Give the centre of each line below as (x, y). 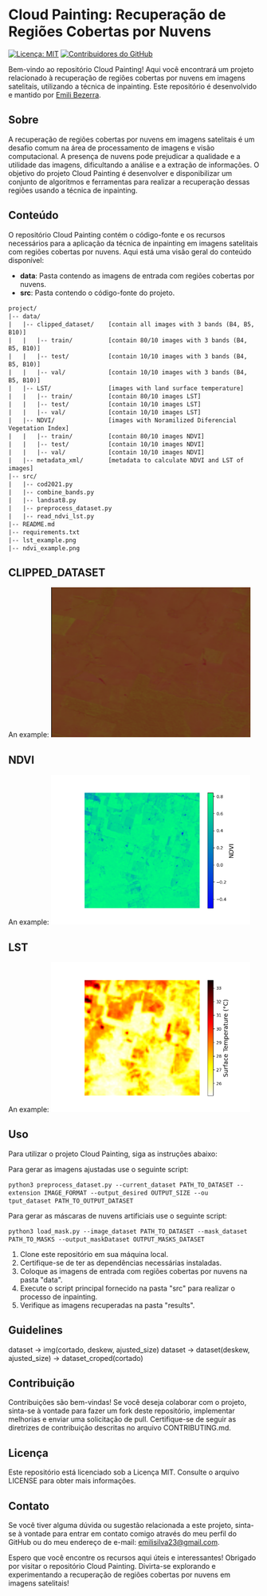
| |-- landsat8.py (43, 500)
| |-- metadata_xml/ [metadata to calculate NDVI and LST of (126, 460)
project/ (23, 308)
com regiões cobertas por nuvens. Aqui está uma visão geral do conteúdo (130, 251)
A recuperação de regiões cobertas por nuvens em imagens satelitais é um (132, 139)
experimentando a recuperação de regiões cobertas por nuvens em (120, 1575)
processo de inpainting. (59, 1296)
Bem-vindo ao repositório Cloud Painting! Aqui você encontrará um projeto (131, 69)
